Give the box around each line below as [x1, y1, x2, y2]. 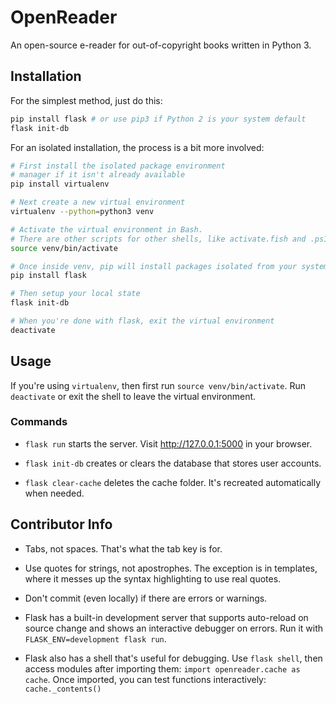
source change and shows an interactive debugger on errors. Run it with [24, 622, 324, 634]
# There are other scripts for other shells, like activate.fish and [10, 234, 307, 244]
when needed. [24, 487, 85, 499]
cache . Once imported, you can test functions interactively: [24, 673, 267, 685]
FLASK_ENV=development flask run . [24, 632, 167, 645]
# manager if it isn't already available [10, 170, 186, 180]
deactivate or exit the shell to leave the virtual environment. [10, 390, 257, 402]
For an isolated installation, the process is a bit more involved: [10, 141, 265, 153]
